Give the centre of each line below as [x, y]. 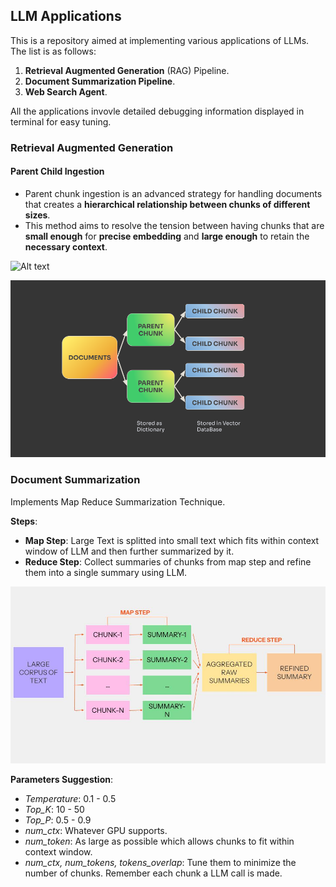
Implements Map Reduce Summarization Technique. [118, 501]
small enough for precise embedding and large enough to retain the [167, 236]
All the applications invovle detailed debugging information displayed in [157, 111]
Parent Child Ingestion [57, 171]
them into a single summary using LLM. [106, 572]
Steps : [24, 521]
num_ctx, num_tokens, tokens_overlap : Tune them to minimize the [160, 863]
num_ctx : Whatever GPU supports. [96, 831]
